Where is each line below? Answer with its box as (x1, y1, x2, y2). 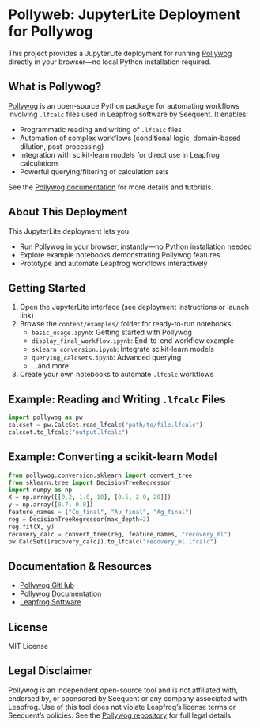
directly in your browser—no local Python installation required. (8, 57, 212, 67)
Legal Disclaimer (8, 664, 92, 678)
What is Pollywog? (8, 80, 102, 93)
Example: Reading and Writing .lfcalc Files (8, 392, 227, 406)
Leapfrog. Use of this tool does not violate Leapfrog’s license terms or (8, 702, 236, 711)
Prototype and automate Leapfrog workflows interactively (19, 258, 208, 268)
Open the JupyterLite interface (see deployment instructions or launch (19, 303, 250, 312)
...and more (31, 361, 70, 371)
